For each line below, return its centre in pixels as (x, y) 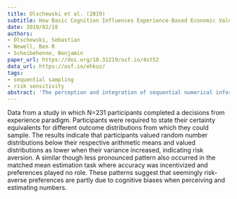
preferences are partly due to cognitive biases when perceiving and (127, 180)
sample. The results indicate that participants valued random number (108, 135)
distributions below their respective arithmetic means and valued (102, 143)
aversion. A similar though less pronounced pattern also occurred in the (112, 158)
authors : (20, 34)
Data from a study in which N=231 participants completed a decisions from (116, 113)
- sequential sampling (41, 79)
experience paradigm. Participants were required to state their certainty (111, 120)
